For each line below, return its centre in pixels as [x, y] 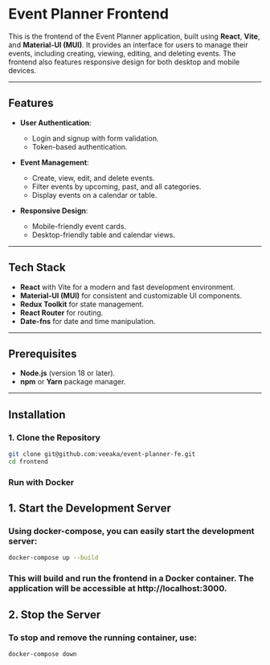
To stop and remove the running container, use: [103, 638]
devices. [22, 70]
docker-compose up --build [53, 558]
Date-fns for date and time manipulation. [88, 321]
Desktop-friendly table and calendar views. [103, 235]
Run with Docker [41, 482]
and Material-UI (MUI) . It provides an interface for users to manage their [128, 44]
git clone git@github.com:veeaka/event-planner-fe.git [102, 454]
